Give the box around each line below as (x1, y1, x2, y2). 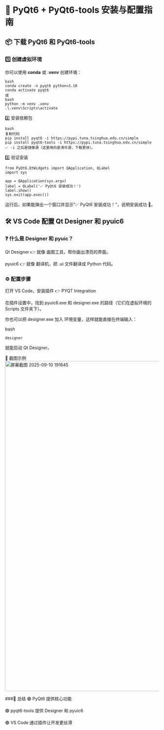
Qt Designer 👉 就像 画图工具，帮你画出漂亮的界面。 (5, 249, 111, 255)
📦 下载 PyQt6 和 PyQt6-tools (5, 38, 95, 46)
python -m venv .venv (5, 101, 49, 106)
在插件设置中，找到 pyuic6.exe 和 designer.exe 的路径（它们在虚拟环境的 (5, 300, 152, 306)
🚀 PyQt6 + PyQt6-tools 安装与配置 (5, 4, 144, 16)
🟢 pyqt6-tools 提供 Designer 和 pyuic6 (5, 707, 83, 713)
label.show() (5, 188, 32, 193)
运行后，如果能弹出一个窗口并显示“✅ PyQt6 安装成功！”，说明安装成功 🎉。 (5, 201, 155, 207)
